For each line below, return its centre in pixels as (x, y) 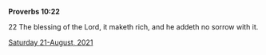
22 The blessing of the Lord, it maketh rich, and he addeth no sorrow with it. (133, 27)
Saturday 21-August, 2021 (51, 42)
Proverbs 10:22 (34, 12)
